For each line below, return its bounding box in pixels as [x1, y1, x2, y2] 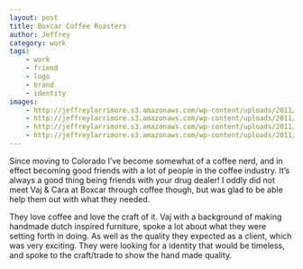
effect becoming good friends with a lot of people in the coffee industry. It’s [9, 164, 290, 176]
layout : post [9, 13, 59, 23]
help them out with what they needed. [9, 193, 151, 204]
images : [9, 97, 39, 107]
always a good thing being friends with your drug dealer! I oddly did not [9, 174, 276, 185]
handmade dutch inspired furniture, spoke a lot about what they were [9, 220, 267, 231]
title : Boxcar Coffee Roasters [9, 22, 127, 31]
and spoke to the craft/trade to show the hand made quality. [9, 249, 233, 260]
